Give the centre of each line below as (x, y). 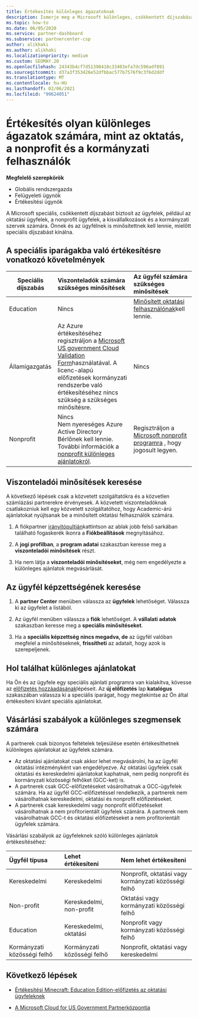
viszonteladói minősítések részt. (55, 551)
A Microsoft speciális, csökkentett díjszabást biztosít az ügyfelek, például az (99, 213)
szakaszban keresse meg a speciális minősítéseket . (79, 626)
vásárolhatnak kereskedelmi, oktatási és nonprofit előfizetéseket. (93, 799)
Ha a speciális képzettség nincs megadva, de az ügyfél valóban (93, 637)
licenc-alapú (75, 370)
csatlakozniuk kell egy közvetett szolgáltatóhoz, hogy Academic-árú (89, 509)
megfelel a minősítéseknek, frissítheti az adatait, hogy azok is (90, 643)
